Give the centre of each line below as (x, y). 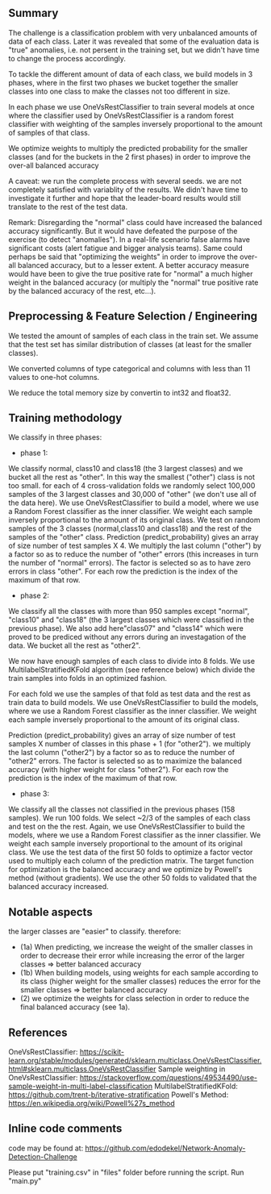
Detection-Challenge (43, 1156)
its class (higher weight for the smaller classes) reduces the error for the (140, 981)
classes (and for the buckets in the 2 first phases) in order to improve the (130, 157)
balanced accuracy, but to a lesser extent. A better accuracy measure (133, 265)
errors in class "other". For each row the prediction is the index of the (123, 571)
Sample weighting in (192, 1069)
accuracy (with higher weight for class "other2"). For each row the (119, 770)
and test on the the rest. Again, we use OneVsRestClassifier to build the (127, 827)
